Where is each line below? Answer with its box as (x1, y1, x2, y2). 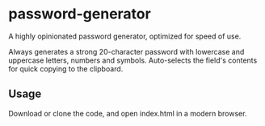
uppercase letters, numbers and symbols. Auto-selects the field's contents (8, 55, 258, 65)
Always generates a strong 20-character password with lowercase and (8, 47, 245, 56)
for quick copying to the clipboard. (8, 63, 124, 73)
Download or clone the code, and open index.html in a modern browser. (8, 108, 247, 118)
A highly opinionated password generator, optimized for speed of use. (8, 31, 242, 41)
